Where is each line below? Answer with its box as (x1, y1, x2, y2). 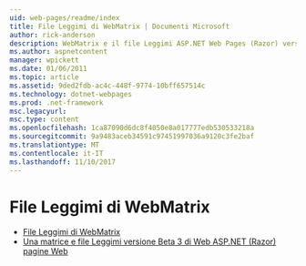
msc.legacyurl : (9, 107, 67, 116)
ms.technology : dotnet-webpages (9, 89, 132, 98)
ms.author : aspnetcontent (9, 47, 107, 56)
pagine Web (22, 246, 68, 257)
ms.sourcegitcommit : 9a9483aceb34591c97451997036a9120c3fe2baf (9, 132, 255, 141)
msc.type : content (9, 115, 79, 124)
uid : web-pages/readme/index (9, 13, 120, 23)
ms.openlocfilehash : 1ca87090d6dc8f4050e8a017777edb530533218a (9, 124, 255, 133)
